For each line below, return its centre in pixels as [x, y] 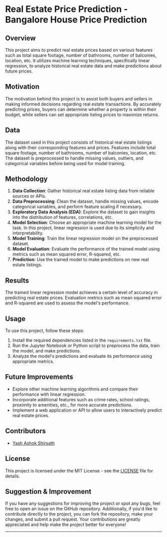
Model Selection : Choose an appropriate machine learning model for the [87, 223]
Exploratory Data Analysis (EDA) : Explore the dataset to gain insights [84, 212]
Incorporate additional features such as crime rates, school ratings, [81, 399]
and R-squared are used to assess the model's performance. [68, 303]
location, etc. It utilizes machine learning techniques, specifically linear [78, 60]
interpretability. [28, 233]
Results [17, 280]
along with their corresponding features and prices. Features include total [81, 147]
